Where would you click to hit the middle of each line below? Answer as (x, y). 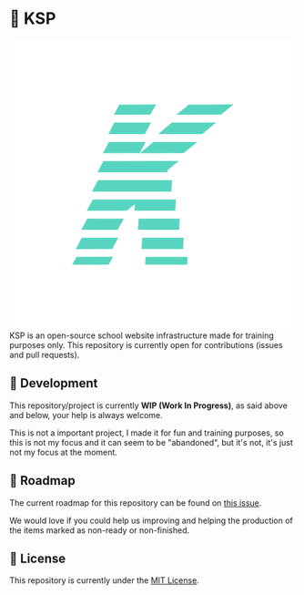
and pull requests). (45, 354)
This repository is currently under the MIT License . (105, 580)
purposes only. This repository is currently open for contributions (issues (147, 344)
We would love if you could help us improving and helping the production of (152, 520)
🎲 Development (54, 383)
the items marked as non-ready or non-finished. (100, 530)
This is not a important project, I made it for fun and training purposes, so (147, 433)
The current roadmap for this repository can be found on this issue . (136, 503)
